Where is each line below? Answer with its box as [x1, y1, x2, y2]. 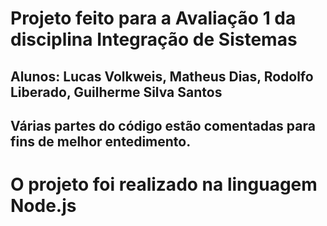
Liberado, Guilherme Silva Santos [10, 83, 223, 101]
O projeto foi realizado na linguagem [10, 173, 318, 196]
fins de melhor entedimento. [10, 133, 192, 150]
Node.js [10, 195, 77, 217]
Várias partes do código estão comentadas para [10, 117, 316, 134]
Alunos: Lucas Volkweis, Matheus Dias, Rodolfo [10, 68, 314, 85]
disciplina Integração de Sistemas [10, 28, 298, 51]
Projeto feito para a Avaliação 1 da [10, 7, 297, 30]
